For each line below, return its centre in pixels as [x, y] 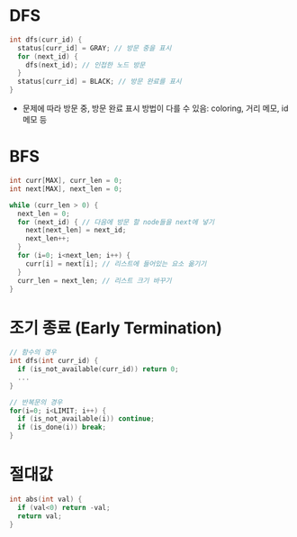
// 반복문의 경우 [36, 402]
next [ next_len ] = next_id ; [76, 231]
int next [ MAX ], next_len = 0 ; [66, 189]
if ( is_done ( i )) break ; [62, 428]
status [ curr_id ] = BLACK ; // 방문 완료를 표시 [99, 82]
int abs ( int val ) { [46, 499]
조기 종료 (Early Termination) [116, 328]
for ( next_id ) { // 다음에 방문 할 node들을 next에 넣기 [116, 222]
